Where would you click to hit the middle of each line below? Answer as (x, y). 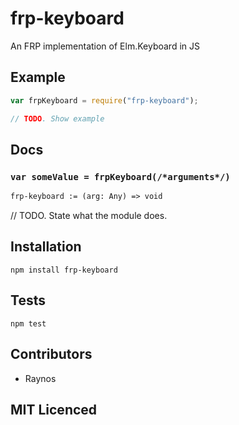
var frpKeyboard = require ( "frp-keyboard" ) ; (104, 100)
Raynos (40, 378)
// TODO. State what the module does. (89, 216)
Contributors (51, 354)
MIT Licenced (54, 409)
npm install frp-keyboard (64, 270)
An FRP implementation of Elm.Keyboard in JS (105, 46)
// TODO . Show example (57, 118)
